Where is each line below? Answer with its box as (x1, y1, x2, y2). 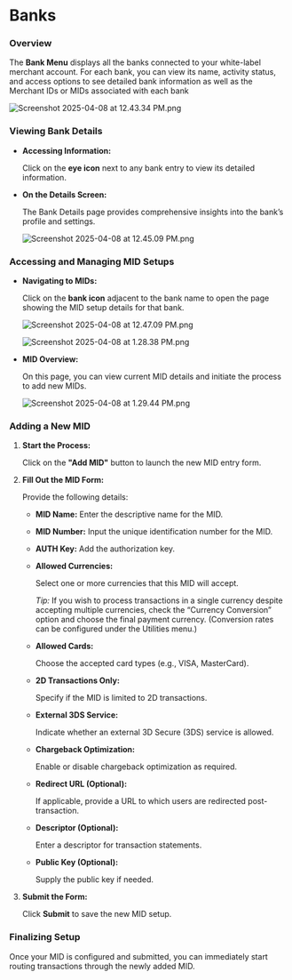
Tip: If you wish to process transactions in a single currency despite (35, 595, 283, 606)
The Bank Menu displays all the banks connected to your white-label (9, 57, 262, 68)
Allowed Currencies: (35, 561, 114, 572)
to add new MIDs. (21, 381, 87, 391)
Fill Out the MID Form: (21, 475, 105, 486)
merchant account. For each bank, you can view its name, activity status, (9, 67, 277, 77)
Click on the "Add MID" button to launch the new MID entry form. (21, 457, 262, 468)
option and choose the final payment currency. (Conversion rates (35, 615, 274, 625)
